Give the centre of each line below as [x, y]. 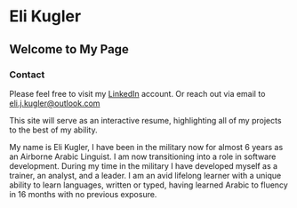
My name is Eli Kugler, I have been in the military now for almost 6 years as [146, 147]
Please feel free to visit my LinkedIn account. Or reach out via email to [137, 93]
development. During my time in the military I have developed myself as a [144, 165]
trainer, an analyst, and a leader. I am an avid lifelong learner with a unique [145, 175]
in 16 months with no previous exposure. [83, 194]
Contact [27, 75]
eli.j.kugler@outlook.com [55, 103]
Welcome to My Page [69, 49]
